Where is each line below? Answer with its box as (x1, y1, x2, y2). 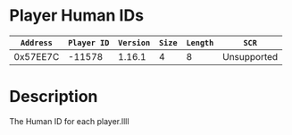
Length (186, 38, 214, 47)
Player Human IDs (9, 5, 145, 26)
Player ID (68, 38, 110, 47)
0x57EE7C (13, 50, 60, 63)
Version (117, 38, 151, 47)
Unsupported (221, 50, 279, 63)
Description (9, 87, 98, 107)
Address (20, 38, 54, 47)
